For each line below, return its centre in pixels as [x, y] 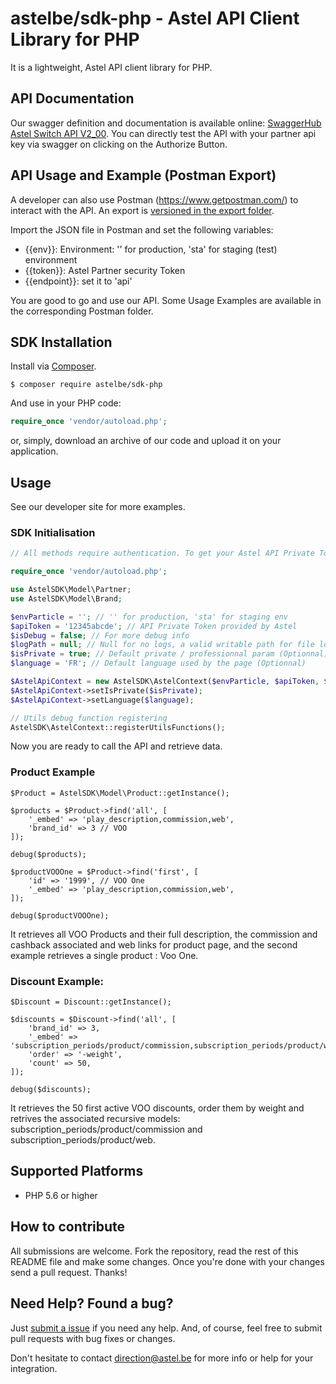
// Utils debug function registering [89, 718]
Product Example [53, 772]
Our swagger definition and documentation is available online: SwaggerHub [166, 123]
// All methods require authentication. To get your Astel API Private [162, 553]
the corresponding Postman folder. [82, 311]
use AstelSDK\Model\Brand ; [66, 598]
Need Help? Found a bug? [92, 1303]
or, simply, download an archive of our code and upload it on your [146, 441]
